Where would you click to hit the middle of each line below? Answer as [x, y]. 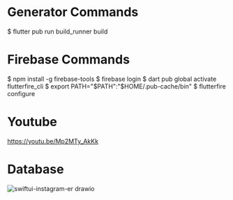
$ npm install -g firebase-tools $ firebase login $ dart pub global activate [112, 79]
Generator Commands [73, 12]
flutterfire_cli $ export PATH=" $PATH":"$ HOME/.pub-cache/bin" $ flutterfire [117, 86]
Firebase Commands [69, 60]
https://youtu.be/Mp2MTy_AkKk [53, 141]
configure [21, 93]
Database [36, 169]
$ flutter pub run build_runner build [58, 31]
